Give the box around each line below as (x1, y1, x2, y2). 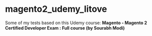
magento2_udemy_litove (5, 3, 107, 15)
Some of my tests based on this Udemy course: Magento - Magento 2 (5, 20, 147, 26)
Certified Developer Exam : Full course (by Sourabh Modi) (5, 25, 125, 31)
